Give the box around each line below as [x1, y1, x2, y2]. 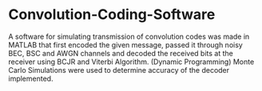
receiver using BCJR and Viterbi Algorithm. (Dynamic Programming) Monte [8, 57, 255, 66]
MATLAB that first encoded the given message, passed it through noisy [8, 40, 244, 49]
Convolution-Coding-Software [8, 6, 216, 24]
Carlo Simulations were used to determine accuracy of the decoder [8, 65, 230, 74]
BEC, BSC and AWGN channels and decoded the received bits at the [8, 48, 233, 58]
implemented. [8, 74, 54, 83]
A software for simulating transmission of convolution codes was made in [8, 32, 250, 41]
